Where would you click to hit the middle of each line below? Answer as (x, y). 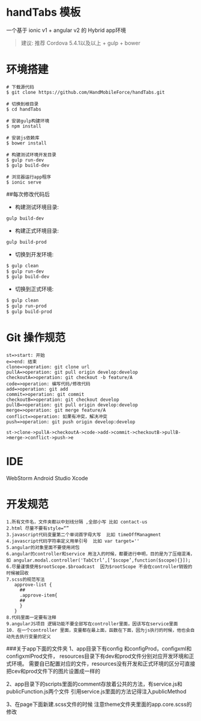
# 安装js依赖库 (23, 138)
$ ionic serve (24, 182)
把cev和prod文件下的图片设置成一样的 (53, 671)
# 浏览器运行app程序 (29, 177)
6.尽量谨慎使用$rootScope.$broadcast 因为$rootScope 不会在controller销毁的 (99, 566)
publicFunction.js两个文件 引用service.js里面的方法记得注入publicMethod (97, 691)
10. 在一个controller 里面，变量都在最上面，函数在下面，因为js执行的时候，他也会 (98, 630)
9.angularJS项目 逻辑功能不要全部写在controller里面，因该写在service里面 (92, 624)
